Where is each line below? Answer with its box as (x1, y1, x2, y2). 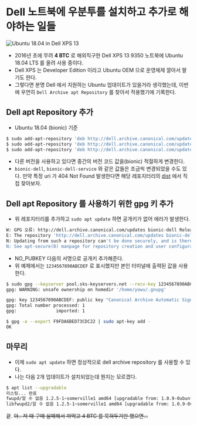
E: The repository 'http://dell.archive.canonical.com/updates (6, 233, 164, 239)
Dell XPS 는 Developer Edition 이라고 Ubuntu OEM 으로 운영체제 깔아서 (14, 66, 181, 73)
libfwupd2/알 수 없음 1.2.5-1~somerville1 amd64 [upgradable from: (6, 401, 169, 407)
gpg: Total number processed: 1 (6, 302, 85, 308)
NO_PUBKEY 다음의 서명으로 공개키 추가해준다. (14, 254, 124, 261)
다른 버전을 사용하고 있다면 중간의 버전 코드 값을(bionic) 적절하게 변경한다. (14, 158, 185, 165)
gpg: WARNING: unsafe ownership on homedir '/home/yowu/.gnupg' (6, 287, 167, 293)
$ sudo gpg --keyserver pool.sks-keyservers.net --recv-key (6, 281, 157, 287)
